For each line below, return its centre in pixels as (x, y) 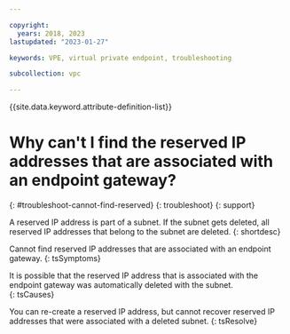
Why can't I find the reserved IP (128, 143)
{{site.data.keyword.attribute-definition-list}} (91, 107)
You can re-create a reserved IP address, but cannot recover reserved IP (142, 312)
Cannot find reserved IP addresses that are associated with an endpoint (141, 249)
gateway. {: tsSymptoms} (55, 258)
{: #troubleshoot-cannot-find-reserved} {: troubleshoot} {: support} (132, 205)
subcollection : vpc (45, 74)
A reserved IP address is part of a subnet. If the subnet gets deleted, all (140, 222)
